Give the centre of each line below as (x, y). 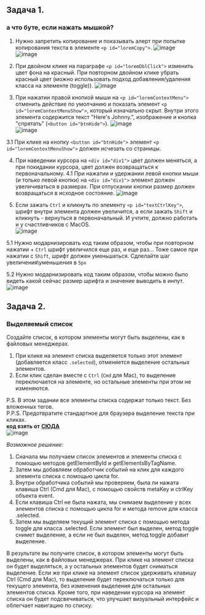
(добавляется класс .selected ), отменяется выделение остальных (102, 362)
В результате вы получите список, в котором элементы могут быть (95, 553)
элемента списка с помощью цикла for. (67, 476)
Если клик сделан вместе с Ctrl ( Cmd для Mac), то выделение (95, 375)
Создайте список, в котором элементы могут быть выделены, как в (96, 338)
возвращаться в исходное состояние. (65, 193)
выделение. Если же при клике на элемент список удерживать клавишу (101, 573)
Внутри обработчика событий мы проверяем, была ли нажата (97, 483)
